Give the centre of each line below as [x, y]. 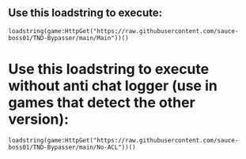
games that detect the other [102, 102]
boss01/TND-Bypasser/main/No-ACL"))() [72, 147]
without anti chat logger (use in [113, 86]
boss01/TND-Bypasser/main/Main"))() [68, 38]
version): [39, 119]
